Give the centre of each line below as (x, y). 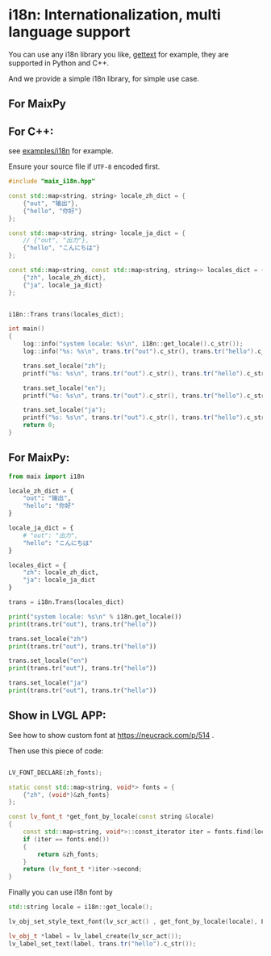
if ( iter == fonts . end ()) (67, 839)
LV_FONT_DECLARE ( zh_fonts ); (56, 773)
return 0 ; (40, 426)
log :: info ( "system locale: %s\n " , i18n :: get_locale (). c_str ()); (133, 344)
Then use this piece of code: (56, 751)
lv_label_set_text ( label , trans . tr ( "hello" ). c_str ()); (102, 943)
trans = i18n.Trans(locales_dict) (67, 602)
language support (69, 32)
